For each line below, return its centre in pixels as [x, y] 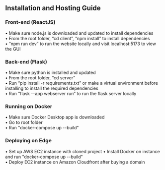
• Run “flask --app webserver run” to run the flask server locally [71, 93]
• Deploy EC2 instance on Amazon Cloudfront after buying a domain [75, 162]
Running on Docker [29, 106]
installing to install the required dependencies [52, 88]
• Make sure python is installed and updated [50, 72]
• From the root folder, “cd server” [40, 78]
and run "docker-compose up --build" [44, 157]
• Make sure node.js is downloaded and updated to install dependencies [79, 33]
